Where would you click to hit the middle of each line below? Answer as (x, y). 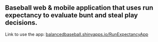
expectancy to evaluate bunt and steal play (71, 16)
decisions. (21, 23)
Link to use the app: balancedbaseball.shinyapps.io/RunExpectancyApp (77, 34)
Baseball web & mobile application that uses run (79, 8)
